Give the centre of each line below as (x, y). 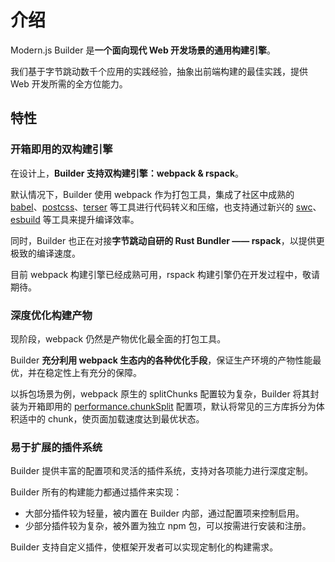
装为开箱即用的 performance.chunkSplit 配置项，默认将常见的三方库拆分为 (163, 406)
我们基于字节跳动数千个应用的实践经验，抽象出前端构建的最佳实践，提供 (159, 71)
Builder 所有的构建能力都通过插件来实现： (96, 492)
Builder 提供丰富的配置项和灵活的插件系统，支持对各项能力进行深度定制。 (162, 471)
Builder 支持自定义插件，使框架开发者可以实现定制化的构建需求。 (144, 547)
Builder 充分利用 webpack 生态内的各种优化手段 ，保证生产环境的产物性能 (161, 360)
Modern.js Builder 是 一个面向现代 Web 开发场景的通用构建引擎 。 (143, 50)
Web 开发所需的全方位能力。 (69, 83)
